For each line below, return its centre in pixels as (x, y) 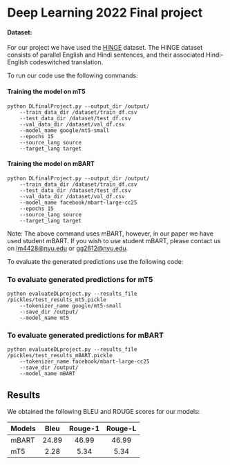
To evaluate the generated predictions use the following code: (95, 261)
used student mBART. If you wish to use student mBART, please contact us (114, 240)
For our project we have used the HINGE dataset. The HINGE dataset (105, 48)
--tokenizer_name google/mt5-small (71, 306)
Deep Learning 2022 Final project (105, 13)
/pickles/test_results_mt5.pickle (57, 300)
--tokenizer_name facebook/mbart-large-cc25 (85, 362)
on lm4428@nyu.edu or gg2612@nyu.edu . (68, 248)
